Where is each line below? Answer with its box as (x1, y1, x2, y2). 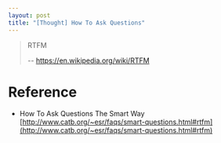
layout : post (8, 11, 51, 20)
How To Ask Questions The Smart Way (19, 109, 145, 119)
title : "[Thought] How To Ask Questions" (8, 19, 146, 27)
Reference (8, 83, 77, 101)
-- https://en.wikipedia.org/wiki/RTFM (27, 56, 150, 65)
